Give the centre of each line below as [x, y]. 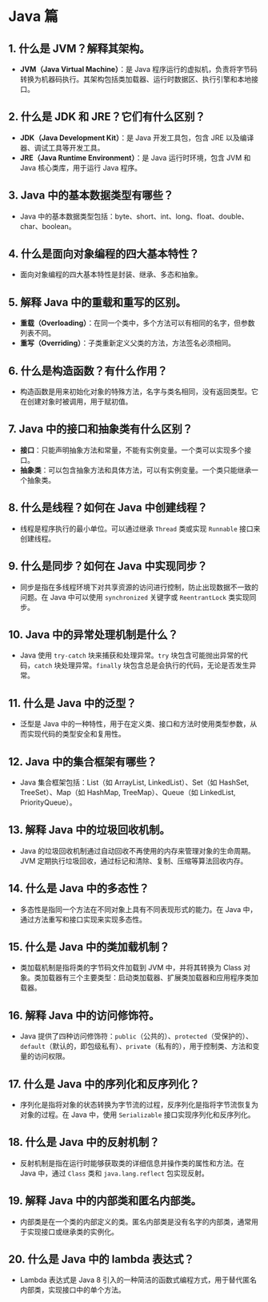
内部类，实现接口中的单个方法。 [72, 1290]
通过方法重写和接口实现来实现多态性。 [83, 919]
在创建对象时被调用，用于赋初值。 [76, 402]
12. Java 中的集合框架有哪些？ [83, 762]
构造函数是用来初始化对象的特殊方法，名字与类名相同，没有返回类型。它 [139, 392]
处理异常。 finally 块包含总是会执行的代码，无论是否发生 [155, 665]
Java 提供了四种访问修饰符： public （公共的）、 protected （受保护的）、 [136, 1036]
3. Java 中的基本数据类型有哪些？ [91, 196]
